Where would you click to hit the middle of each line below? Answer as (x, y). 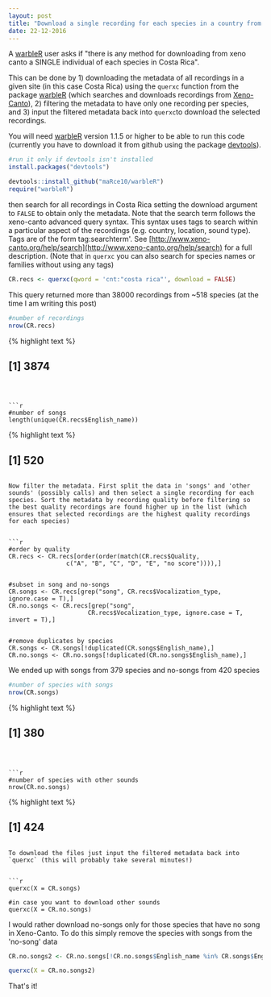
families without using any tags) (61, 264)
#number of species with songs (61, 685)
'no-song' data (33, 941)
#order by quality (39, 550)
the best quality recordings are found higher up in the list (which (128, 507)
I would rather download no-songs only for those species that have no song (134, 924)
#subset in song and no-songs (59, 585)
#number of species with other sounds (73, 780)
